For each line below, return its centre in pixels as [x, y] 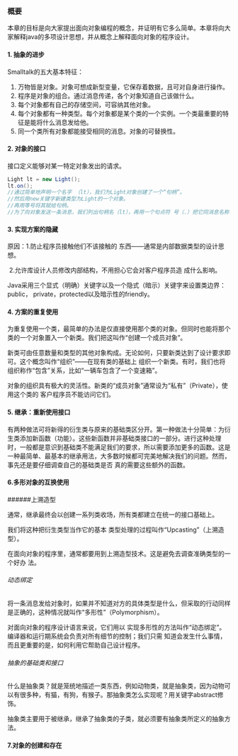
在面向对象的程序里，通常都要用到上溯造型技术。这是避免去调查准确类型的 [116, 553]
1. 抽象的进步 [26, 54]
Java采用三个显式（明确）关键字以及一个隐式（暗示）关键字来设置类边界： [117, 285]
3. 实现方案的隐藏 [33, 229]
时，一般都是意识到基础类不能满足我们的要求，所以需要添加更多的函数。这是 [119, 447]
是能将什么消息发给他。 [58, 122]
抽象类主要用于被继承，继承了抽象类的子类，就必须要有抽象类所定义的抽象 [116, 719]
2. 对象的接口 [27, 149]
